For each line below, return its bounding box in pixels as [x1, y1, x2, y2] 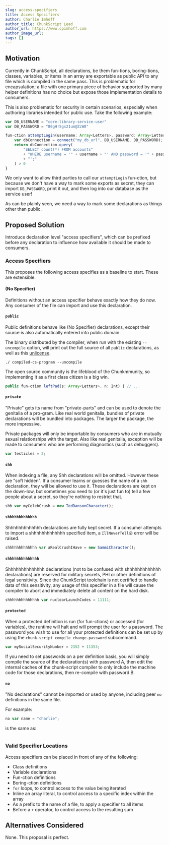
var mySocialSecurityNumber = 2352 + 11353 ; [5, 644, 100, 649]
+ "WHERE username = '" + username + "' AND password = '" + [23, 152, 154, 157]
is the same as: [5, 726, 37, 732]
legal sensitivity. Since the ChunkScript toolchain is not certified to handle [5, 577, 158, 583]
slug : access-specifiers [5, 7, 57, 13]
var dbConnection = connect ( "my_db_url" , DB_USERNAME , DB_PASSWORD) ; [14, 138, 163, 143]
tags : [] [5, 36, 24, 41]
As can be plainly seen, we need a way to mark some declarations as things [5, 201, 162, 207]
